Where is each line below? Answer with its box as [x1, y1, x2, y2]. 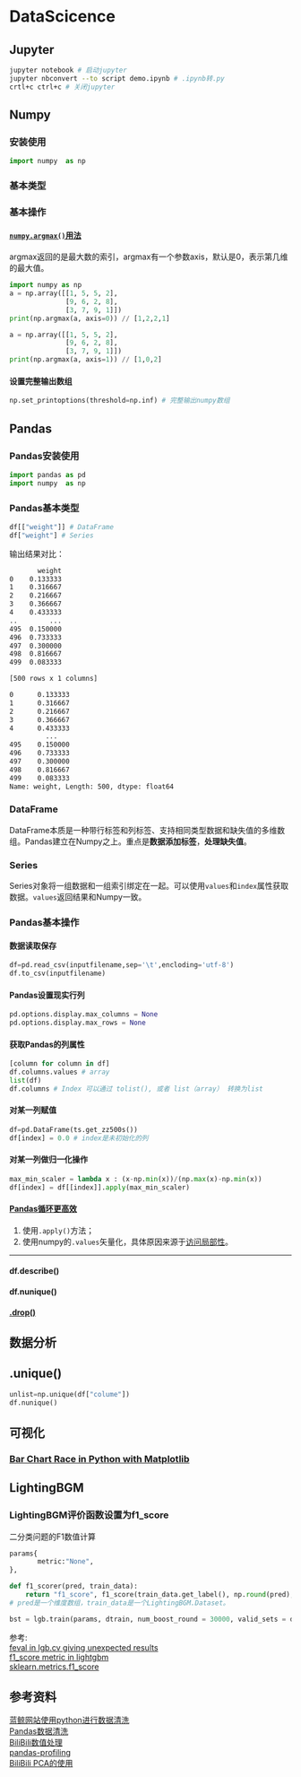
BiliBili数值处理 [9, 1738, 63, 1748]
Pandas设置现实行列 [9, 989, 85, 1000]
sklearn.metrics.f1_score [9, 1661, 99, 1672]
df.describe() [9, 1266, 60, 1276]
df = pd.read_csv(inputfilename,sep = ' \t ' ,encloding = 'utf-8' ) [9, 961, 235, 970]
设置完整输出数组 [9, 375, 73, 387]
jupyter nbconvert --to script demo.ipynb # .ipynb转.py [9, 74, 226, 83]
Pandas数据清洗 [9, 1726, 69, 1737]
